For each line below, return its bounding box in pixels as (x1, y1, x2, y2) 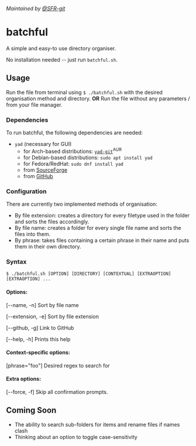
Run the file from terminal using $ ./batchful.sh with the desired (6, 88, 163, 96)
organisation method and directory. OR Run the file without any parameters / (6, 95, 190, 102)
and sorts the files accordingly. (14, 218, 90, 225)
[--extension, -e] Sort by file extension (6, 313, 99, 320)
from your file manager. (6, 101, 63, 108)
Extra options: (6, 375, 42, 383)
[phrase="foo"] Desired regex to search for (6, 362, 110, 369)
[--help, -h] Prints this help (6, 335, 71, 342)
